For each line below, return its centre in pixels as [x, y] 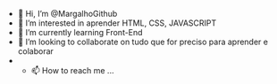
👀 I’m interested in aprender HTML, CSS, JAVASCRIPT [117, 23]
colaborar [35, 51]
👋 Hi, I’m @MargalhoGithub [67, 14]
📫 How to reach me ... [72, 70]
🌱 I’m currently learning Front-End [80, 32]
